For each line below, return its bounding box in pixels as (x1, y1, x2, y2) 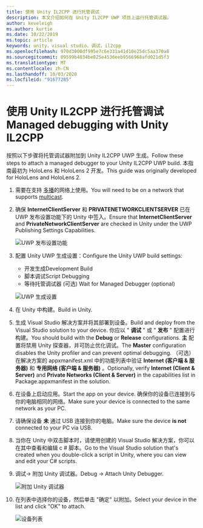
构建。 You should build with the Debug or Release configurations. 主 (15, 334, 188, 341)
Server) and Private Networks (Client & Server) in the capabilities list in (15, 371, 196, 379)
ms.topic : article (6, 37, 53, 43)
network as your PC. (15, 405, 67, 412)
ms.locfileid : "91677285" (6, 77, 72, 83)
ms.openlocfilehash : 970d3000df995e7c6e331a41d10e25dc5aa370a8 (6, 49, 170, 55)
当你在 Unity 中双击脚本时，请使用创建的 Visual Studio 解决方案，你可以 (15, 437, 195, 444)
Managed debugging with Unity (6, 118, 168, 132)
